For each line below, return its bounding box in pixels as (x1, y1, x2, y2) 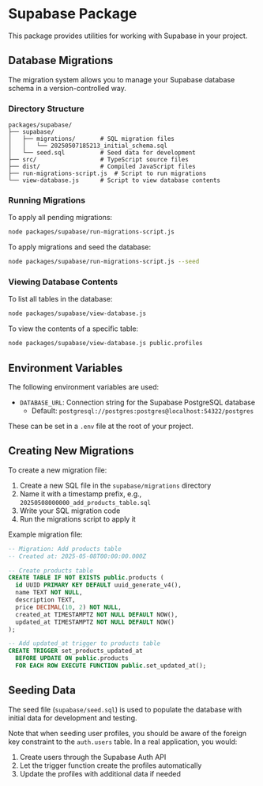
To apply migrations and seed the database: (8, 242, 152, 252)
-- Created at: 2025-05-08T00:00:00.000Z (8, 552, 147, 560)
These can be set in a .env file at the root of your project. (8, 421, 193, 431)
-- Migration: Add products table (8, 545, 122, 552)
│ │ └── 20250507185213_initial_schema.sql (8, 142, 168, 150)
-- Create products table (8, 567, 93, 575)
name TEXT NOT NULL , (15, 589, 83, 597)
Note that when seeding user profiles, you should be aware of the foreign (8, 728, 247, 738)
